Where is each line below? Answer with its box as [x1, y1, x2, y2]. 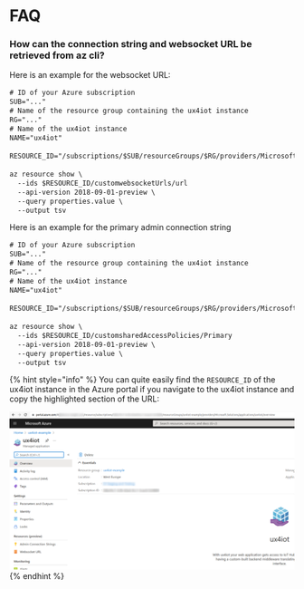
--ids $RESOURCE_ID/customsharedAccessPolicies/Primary [17, 332, 233, 341]
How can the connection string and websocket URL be [9, 38, 252, 51]
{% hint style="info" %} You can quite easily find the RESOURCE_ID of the [9, 374, 276, 385]
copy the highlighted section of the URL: [9, 393, 160, 404]
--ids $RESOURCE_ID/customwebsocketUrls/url [17, 179, 188, 188]
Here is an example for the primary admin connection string [9, 222, 232, 233]
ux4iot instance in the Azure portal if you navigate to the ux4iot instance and [9, 384, 295, 395]
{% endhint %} [9, 570, 65, 581]
